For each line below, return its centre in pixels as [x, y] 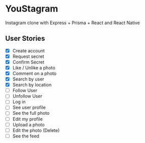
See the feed [26, 136]
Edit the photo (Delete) [36, 130]
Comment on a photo [34, 73]
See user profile [29, 108]
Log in [19, 102]
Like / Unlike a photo [34, 67]
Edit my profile [27, 119]
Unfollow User [27, 96]
